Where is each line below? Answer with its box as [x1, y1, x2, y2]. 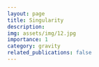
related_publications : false [7, 50, 92, 57]
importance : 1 [7, 36, 49, 43]
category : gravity [7, 43, 61, 50]
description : [7, 23, 45, 30]
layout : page [7, 10, 45, 17]
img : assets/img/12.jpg [7, 29, 77, 37]
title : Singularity [7, 17, 64, 24]
